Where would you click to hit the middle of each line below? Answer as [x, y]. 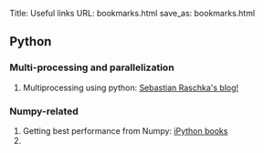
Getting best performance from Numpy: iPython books [125, 130]
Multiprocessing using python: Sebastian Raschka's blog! [131, 87]
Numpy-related [44, 111]
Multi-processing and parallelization [92, 67]
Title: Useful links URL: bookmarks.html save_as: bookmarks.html [132, 13]
